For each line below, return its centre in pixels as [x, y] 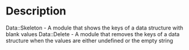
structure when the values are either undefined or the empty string [89, 40]
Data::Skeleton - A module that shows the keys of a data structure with [94, 28]
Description [36, 11]
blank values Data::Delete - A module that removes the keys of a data [93, 34]
